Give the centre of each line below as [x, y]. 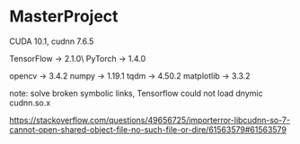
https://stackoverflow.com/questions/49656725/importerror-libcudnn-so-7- [150, 120]
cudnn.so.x [30, 102]
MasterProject [64, 17]
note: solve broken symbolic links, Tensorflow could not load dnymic [136, 93]
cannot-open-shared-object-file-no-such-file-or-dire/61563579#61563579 [148, 129]
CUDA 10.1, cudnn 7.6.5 [52, 41]
